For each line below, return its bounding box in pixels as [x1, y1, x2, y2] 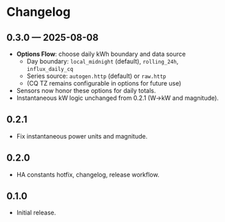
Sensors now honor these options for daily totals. [16, 87, 156, 94]
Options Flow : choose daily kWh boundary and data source [16, 50, 186, 58]
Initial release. [16, 208, 56, 217]
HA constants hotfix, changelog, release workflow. [16, 170, 160, 179]
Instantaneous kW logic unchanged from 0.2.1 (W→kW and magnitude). [16, 94, 219, 102]
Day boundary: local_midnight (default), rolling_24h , [26, 57, 179, 65]
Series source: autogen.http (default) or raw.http [26, 72, 167, 80]
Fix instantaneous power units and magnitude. [16, 132, 148, 140]
